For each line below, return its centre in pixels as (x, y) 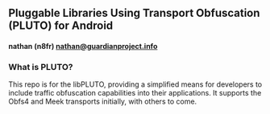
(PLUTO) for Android (61, 26)
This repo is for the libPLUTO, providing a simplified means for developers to (135, 84)
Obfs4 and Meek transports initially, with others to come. (103, 102)
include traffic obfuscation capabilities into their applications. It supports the (135, 93)
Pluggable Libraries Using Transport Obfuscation (134, 13)
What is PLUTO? (41, 67)
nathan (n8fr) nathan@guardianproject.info (83, 46)
